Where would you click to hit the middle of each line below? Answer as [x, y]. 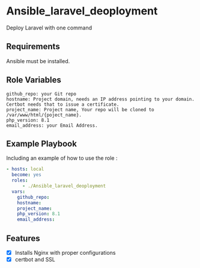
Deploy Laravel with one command [49, 28]
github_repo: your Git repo [41, 94]
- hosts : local [25, 169]
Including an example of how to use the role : [62, 158]
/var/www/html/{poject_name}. [44, 115]
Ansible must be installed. [38, 61]
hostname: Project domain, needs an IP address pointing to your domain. [101, 99]
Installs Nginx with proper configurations [65, 252]
